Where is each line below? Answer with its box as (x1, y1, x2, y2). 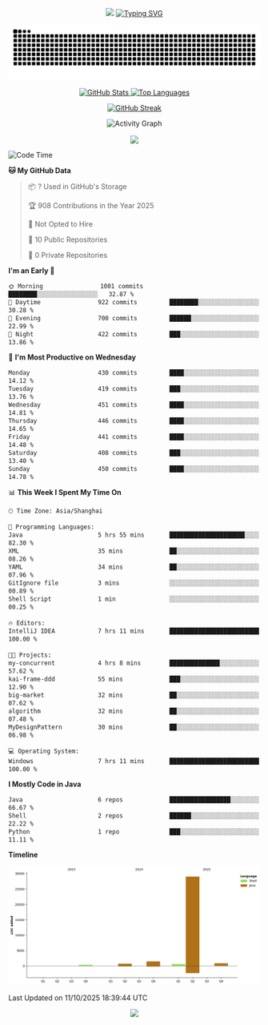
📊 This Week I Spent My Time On (8, 487, 122, 496)
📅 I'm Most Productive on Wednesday (8, 352, 136, 362)
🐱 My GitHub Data (8, 165, 72, 175)
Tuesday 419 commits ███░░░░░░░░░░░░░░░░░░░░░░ (8, 384, 260, 392)
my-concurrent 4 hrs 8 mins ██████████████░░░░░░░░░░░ (8, 659, 260, 667)
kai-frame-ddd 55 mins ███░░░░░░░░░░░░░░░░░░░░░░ (8, 675, 260, 683)
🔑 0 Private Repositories (27, 250, 108, 259)
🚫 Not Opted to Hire (27, 219, 94, 228)
